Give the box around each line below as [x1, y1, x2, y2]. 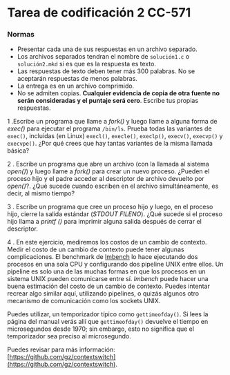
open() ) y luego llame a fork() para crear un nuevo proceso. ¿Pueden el [7, 167, 210, 175]
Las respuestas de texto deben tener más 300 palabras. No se [17, 67, 195, 75]
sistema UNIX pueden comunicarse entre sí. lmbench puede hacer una [7, 275, 209, 283]
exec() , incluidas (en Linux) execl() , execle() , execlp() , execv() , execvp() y [7, 132, 223, 140]
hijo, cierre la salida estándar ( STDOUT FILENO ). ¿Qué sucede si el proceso [7, 210, 223, 218]
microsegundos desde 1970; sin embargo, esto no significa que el [7, 325, 195, 333]
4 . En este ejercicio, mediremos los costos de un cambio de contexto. [7, 238, 207, 247]
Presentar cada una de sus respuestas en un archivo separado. [17, 45, 198, 53]
